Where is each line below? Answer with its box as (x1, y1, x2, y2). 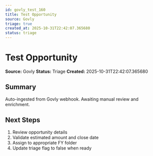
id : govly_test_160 (5, 7, 46, 12)
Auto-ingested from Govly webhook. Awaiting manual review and (5, 96, 139, 102)
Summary (5, 83, 36, 91)
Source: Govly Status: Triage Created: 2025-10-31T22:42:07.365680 (5, 68, 149, 74)
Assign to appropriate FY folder (12, 140, 77, 146)
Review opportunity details (12, 129, 68, 135)
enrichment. (5, 101, 30, 107)
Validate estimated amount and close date (12, 134, 99, 140)
